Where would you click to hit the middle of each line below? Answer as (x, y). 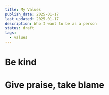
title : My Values (23, 10)
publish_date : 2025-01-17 (32, 14)
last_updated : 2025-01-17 (32, 19)
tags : (11, 33)
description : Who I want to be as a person (51, 24)
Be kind (21, 62)
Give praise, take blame (55, 85)
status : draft (20, 28)
